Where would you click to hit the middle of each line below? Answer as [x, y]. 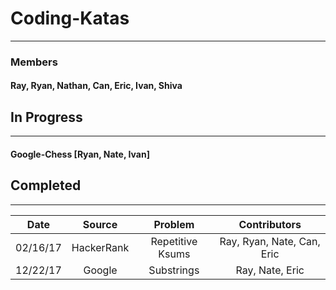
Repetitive [174, 241]
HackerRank [100, 247]
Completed [46, 185]
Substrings [174, 270]
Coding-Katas [70, 18]
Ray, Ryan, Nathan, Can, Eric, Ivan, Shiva [96, 86]
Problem [174, 224]
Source [100, 224]
